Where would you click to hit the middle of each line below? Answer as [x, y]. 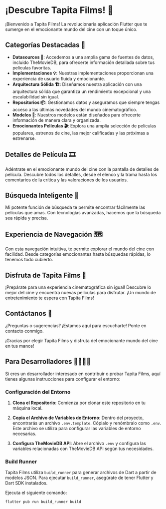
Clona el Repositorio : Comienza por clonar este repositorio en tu [79, 403]
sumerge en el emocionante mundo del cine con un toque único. [72, 29]
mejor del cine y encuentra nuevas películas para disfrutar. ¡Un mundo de [81, 292]
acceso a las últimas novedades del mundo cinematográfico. [75, 109]
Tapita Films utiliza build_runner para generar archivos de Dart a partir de [81, 473]
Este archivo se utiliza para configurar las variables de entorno [77, 428]
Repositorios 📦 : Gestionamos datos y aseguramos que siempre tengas [86, 102]
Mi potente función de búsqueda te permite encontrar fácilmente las [75, 207]
